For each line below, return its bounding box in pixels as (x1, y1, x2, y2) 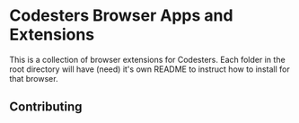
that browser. (9, 73, 58, 83)
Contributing (9, 100, 83, 115)
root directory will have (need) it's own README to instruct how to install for (9, 64, 290, 75)
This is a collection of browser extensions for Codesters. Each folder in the (9, 54, 286, 65)
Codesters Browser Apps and (9, 5, 233, 26)
